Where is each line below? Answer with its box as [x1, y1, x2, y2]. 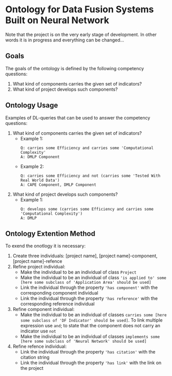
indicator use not [20, 328, 56, 334]
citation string [20, 354, 50, 361]
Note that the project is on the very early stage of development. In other [5, 31, 157, 37]
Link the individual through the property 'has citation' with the [20, 349, 156, 355]
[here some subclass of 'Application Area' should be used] [20, 280, 152, 285]
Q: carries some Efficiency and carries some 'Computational [20, 145, 154, 151]
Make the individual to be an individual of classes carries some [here [20, 311, 167, 318]
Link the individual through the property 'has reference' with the [20, 296, 158, 302]
